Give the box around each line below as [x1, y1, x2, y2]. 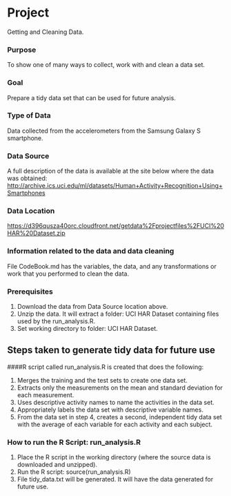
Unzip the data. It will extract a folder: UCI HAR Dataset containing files [17, 309, 219, 318]
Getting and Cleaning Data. [7, 28, 84, 36]
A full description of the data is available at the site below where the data [7, 167, 214, 175]
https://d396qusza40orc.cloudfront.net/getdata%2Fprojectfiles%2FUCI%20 [7, 222, 225, 230]
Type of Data [7, 111, 51, 120]
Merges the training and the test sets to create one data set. [17, 376, 188, 384]
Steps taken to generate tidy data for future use [7, 344, 216, 356]
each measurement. [17, 390, 74, 399]
